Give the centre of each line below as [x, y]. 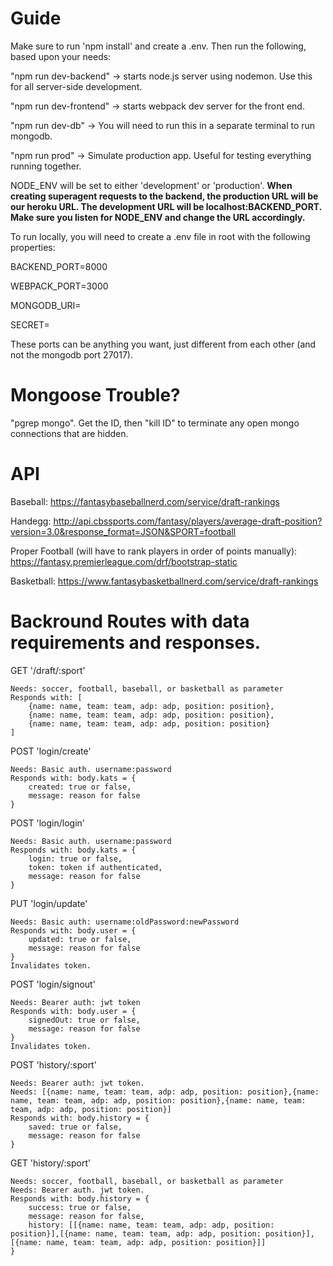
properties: [33, 247]
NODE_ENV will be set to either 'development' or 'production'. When [151, 185]
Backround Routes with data [130, 621]
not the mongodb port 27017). [71, 354]
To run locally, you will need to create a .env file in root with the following [160, 236]
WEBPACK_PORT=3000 [59, 286]
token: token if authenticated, [95, 867]
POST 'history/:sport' [53, 1064]
